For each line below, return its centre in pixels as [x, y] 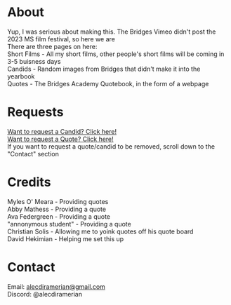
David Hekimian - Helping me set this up [66, 238]
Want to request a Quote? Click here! [60, 139]
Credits [29, 182]
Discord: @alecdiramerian [45, 294]
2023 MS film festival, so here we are [61, 39]
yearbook [21, 76]
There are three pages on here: [52, 46]
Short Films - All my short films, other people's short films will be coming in [116, 54]
